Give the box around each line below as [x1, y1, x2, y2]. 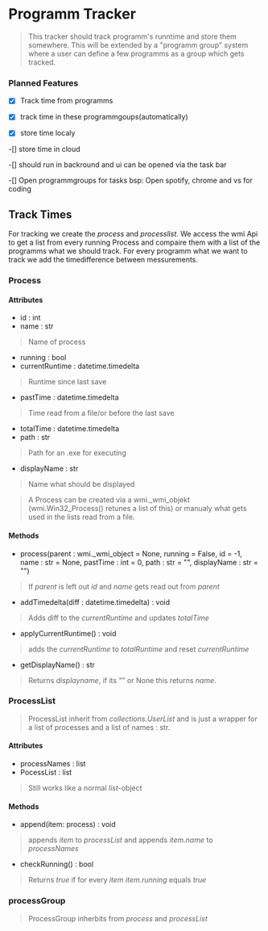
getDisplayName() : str [19, 660, 95, 669]
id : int [19, 312, 41, 323]
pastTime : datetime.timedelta [19, 392, 119, 402]
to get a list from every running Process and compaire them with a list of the [8, 237, 261, 247]
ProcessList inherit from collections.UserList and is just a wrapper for [27, 714, 258, 723]
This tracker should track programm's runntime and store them [27, 31, 237, 41]
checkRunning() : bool [19, 859, 94, 869]
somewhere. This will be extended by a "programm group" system [27, 40, 249, 49]
